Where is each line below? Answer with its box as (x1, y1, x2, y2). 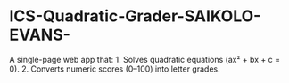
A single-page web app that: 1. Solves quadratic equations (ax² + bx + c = (9, 54, 281, 64)
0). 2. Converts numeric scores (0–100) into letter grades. (9, 64, 220, 74)
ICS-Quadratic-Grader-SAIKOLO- (9, 6, 261, 26)
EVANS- (9, 25, 71, 45)
